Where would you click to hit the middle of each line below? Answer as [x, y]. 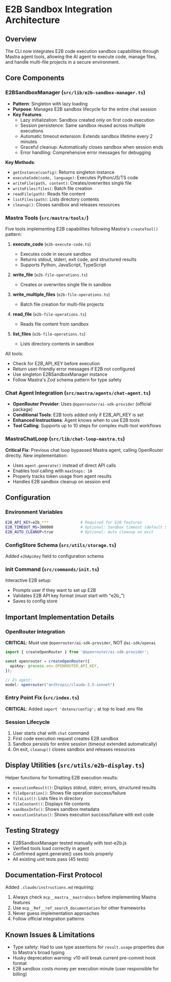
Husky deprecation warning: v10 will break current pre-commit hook [84, 958]
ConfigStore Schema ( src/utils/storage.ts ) [61, 545]
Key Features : [27, 114]
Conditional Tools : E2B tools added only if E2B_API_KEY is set [78, 415]
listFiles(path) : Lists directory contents [56, 199]
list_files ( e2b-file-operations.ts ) [49, 334]
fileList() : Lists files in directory [48, 798]
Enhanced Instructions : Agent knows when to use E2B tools [76, 420]
